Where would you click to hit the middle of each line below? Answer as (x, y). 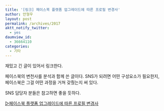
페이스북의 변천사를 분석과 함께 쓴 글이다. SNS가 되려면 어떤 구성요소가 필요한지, (82, 76)
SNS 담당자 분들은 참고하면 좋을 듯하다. (43, 93)
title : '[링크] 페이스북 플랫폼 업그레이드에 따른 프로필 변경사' (63, 10)
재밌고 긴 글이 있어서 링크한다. (34, 66)
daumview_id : (18, 37)
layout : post (18, 19)
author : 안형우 (19, 14)
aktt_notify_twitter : (27, 28)
